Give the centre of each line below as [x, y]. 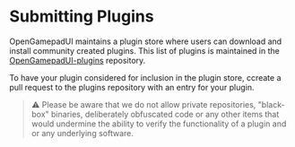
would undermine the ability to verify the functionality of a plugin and [159, 124]
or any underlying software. [82, 133]
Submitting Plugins [82, 17]
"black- [271, 104]
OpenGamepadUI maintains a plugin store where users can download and [146, 41]
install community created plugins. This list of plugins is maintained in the [144, 50]
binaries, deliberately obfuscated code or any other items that [165, 114]
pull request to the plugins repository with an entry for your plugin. [132, 87]
